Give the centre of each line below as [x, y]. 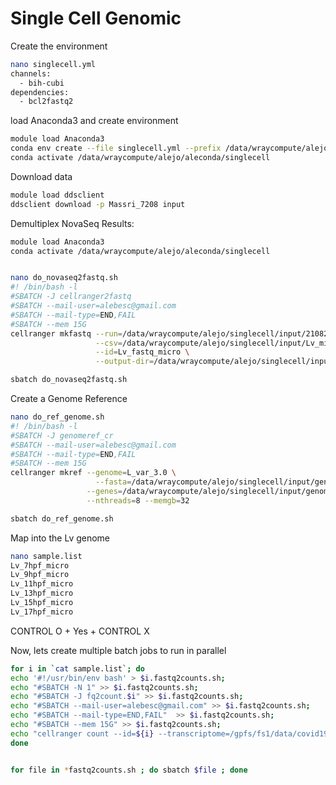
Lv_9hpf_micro [40, 575]
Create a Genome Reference [69, 399]
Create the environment [59, 46]
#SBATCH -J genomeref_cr [62, 435]
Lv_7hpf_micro [40, 565]
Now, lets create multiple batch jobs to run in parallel [118, 650]
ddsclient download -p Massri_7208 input [98, 204]
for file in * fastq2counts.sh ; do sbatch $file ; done [129, 770]
